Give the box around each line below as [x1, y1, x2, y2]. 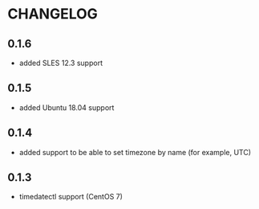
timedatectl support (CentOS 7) [18, 192, 123, 202]
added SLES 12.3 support [18, 58, 103, 68]
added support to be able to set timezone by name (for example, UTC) [18, 147, 252, 157]
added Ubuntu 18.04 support [18, 102, 115, 113]
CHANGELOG [7, 5, 98, 23]
